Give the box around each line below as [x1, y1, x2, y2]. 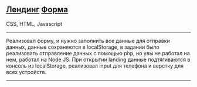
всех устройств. [6, 68, 47, 75]
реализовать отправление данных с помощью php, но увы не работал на [6, 49, 191, 56]
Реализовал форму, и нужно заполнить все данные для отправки [6, 37, 170, 44]
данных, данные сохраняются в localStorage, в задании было [6, 43, 159, 51]
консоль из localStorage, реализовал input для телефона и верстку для [6, 62, 184, 69]
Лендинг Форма [6, 5, 69, 15]
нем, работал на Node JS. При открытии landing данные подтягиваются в [6, 56, 191, 63]
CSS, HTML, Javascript [6, 20, 63, 27]
